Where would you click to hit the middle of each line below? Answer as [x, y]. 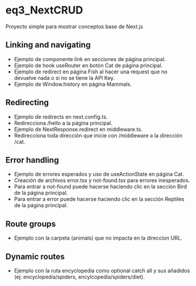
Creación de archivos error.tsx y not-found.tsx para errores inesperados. [102, 180]
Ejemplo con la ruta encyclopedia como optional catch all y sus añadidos [102, 270]
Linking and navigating [48, 45]
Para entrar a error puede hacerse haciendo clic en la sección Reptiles [99, 199]
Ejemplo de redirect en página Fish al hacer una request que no [91, 72]
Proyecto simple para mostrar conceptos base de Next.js [74, 26]
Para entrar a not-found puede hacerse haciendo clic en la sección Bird [100, 187]
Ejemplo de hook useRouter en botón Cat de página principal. [88, 65]
